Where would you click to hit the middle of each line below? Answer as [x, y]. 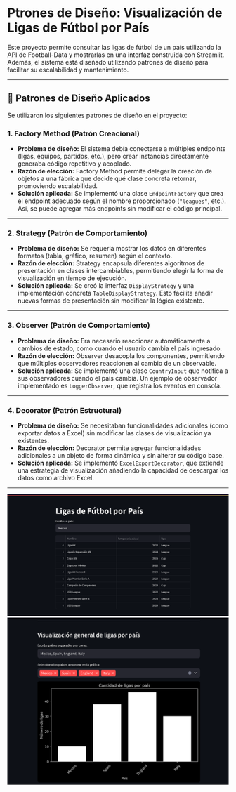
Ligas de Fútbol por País [78, 28]
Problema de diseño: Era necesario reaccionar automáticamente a [114, 341]
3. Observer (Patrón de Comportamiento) [79, 326]
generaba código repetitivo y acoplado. [74, 164]
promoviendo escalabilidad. [58, 186]
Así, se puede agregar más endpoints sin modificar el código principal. [120, 209]
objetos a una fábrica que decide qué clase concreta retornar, [107, 179]
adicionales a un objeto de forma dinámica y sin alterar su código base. [121, 455]
